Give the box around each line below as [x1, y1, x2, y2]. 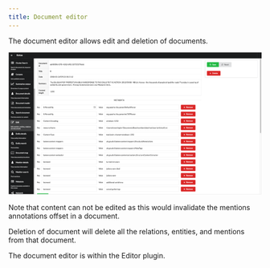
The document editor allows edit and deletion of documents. [8, 36, 209, 46]
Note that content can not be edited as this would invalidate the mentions [8, 202, 251, 212]
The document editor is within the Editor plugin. [8, 250, 166, 260]
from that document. [8, 235, 76, 245]
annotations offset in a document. [8, 211, 121, 221]
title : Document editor [8, 13, 88, 21]
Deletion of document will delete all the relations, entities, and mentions [8, 226, 245, 236]
